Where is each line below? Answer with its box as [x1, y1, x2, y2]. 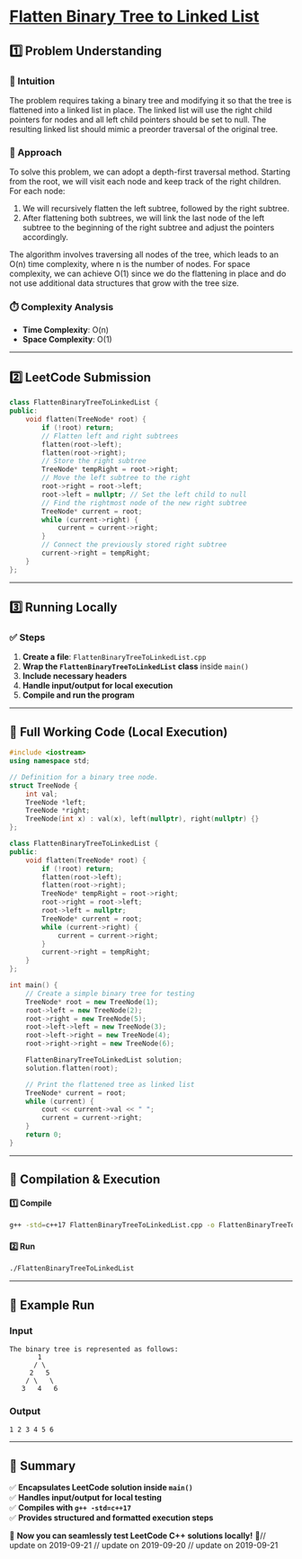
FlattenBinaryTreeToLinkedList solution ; [25, 1056, 182, 1065]
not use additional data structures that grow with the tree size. [9, 278, 240, 289]
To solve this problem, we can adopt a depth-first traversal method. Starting [9, 166, 290, 177]
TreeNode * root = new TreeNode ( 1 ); [25, 997, 159, 1006]
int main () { [9, 981, 58, 990]
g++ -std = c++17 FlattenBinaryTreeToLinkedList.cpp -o [9, 1221, 216, 1230]
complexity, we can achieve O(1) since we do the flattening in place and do [9, 268, 287, 280]
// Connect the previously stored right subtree [41, 540, 227, 549]
